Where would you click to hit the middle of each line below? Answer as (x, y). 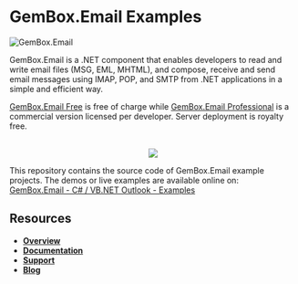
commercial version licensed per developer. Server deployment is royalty (147, 116)
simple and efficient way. (56, 89)
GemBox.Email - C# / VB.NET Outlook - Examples (103, 190)
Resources (41, 219)
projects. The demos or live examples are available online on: (124, 180)
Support (39, 260)
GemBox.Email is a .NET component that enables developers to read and (146, 59)
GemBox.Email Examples (106, 17)
